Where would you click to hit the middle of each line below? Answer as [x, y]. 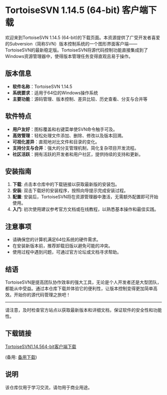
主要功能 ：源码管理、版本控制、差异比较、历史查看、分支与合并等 [80, 99]
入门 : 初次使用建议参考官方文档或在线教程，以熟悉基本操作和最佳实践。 [85, 209]
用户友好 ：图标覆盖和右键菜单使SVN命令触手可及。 [65, 129]
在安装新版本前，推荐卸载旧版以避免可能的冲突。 [62, 246]
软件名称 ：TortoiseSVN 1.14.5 [42, 86]
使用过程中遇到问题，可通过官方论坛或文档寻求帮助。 [67, 252]
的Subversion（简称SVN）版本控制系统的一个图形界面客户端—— [71, 43]
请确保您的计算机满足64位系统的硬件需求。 [56, 240]
